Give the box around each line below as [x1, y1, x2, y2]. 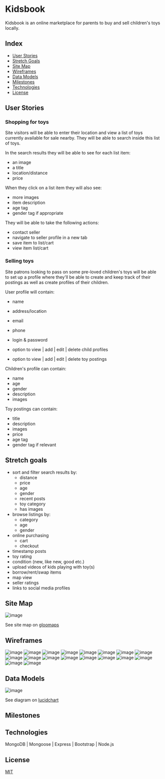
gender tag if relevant [12, 441, 57, 447]
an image [12, 159, 32, 165]
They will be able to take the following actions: [5, 220, 99, 226]
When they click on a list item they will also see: [5, 185, 102, 191]
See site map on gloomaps [5, 622, 59, 628]
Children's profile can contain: [5, 365, 66, 372]
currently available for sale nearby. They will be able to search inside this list [5, 135, 160, 141]
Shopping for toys [5, 119, 49, 126]
